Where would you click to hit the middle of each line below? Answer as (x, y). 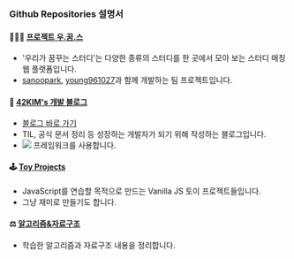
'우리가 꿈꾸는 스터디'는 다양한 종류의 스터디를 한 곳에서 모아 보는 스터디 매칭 (154, 58)
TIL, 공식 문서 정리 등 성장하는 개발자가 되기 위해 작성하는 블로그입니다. (144, 134)
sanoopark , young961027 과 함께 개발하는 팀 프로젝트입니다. (127, 80)
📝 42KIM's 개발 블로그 (49, 102)
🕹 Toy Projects (38, 166)
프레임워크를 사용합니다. (75, 145)
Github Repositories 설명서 (66, 13)
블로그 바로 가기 (49, 123)
